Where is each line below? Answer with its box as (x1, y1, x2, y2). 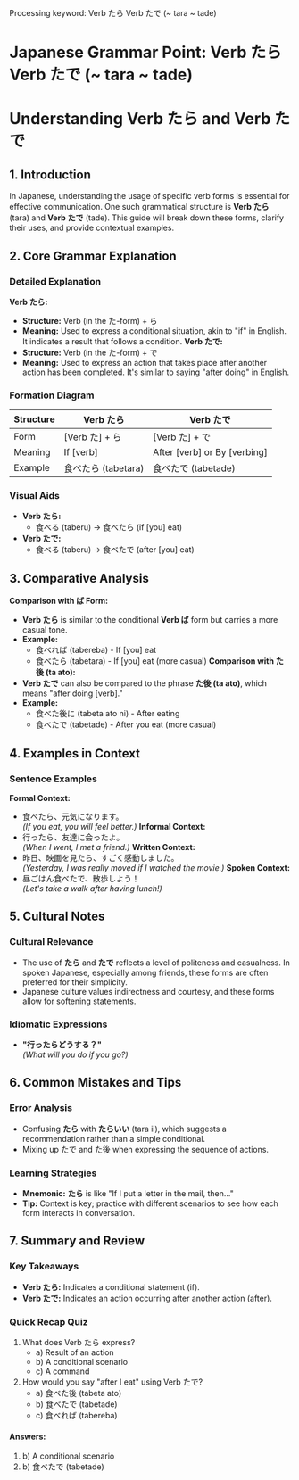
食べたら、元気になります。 (21, 811, 124, 822)
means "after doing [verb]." (21, 688, 123, 699)
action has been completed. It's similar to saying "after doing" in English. (21, 367, 290, 377)
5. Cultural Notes (9, 909, 105, 924)
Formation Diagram (9, 389, 95, 401)
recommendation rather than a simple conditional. (21, 1133, 206, 1144)
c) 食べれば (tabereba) (35, 1410, 118, 1420)
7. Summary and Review (9, 1234, 145, 1249)
